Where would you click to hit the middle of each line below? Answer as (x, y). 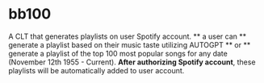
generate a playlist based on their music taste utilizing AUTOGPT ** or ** (130, 44)
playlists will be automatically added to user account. (96, 70)
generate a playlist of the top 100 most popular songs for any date (118, 53)
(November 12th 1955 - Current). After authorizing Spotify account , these (132, 62)
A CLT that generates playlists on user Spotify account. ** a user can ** (128, 36)
